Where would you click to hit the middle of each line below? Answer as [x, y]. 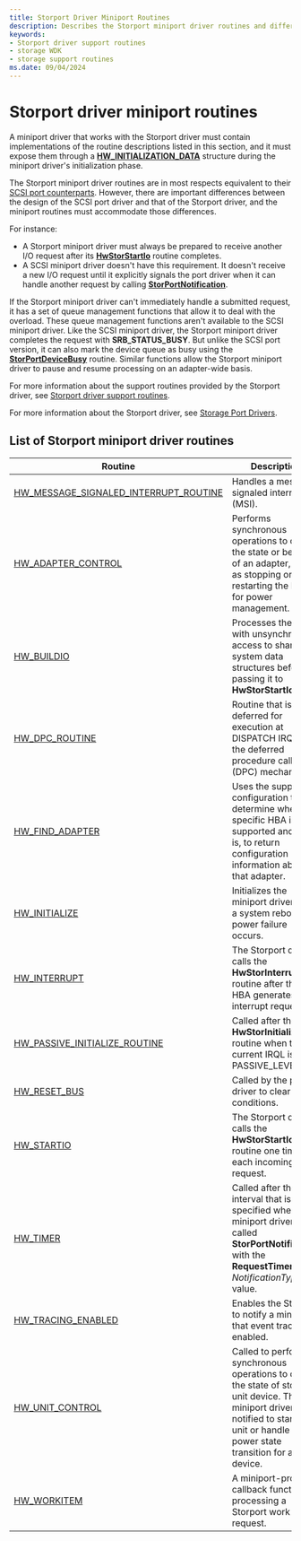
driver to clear [261, 1091]
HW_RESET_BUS [49, 1091]
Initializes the [259, 891]
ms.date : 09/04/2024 [48, 68]
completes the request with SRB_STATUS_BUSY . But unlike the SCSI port [145, 340]
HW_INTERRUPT [49, 978]
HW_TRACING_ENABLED [66, 1319]
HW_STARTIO [43, 1145]
